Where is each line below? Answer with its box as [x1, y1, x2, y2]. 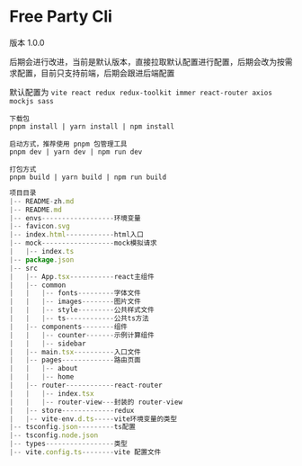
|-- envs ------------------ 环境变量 [9, 213, 141, 222]
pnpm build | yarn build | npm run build [9, 173, 167, 182]
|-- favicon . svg [9, 222, 70, 231]
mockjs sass [9, 96, 54, 105]
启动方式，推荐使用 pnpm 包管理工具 [9, 139, 128, 148]
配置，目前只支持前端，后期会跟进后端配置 [16, 67, 175, 78]
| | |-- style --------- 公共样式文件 [9, 306, 155, 315]
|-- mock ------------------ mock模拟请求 [9, 238, 157, 248]
